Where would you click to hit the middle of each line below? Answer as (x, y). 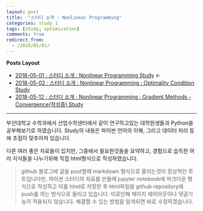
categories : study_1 (32, 23)
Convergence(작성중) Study (49, 104)
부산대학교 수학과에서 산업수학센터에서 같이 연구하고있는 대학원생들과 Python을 (100, 123)
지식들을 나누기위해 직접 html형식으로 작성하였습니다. (75, 158)
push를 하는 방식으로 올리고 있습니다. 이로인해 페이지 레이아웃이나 (99, 193)
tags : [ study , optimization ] (43, 29)
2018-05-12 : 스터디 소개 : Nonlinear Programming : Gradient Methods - (103, 97)
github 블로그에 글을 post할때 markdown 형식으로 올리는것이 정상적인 (104, 171)
